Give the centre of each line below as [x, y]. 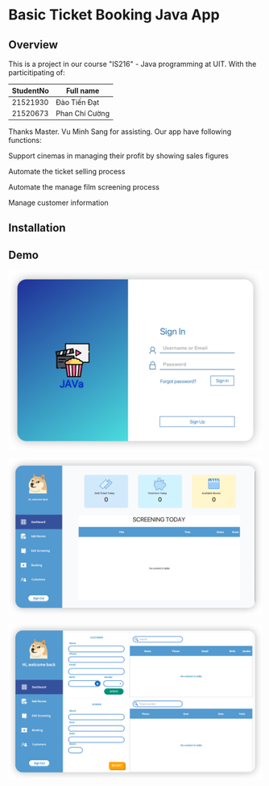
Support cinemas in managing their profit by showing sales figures [119, 156]
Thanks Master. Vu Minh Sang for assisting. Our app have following [120, 132]
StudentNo [31, 90]
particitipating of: [37, 73]
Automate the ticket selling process [67, 171]
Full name [83, 90]
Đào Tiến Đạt [77, 102]
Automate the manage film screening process [84, 186]
